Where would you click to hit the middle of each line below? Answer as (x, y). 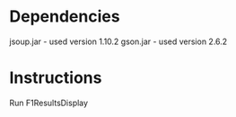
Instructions (56, 78)
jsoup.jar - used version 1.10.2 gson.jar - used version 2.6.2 (118, 41)
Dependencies (65, 17)
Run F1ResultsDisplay (48, 103)
